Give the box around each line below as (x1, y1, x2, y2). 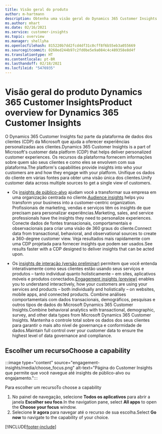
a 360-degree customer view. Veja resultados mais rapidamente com (12, 236, 150, 241)
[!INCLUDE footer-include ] (5, 424, 57, 430)
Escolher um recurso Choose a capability (5, 347, 131, 355)
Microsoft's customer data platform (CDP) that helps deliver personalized (5, 149, 151, 155)
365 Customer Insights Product (5, 97, 132, 108)
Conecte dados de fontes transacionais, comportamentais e (12, 220, 132, 226)
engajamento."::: (5, 375, 38, 381)
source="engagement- (54, 359, 100, 365)
